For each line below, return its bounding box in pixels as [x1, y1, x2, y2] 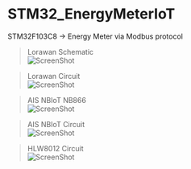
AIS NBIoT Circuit [27, 119, 85, 129]
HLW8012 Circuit [27, 143, 84, 153]
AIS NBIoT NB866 [27, 95, 86, 105]
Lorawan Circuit [27, 71, 81, 80]
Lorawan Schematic [27, 47, 94, 56]
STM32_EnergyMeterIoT [7, 5, 176, 23]
